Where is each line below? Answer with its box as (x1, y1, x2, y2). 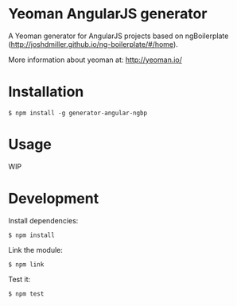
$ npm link (8, 260, 45, 269)
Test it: (8, 274, 31, 284)
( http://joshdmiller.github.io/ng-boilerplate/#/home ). (8, 39, 179, 48)
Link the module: (8, 245, 64, 254)
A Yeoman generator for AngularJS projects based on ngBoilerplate (8, 31, 229, 41)
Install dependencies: (8, 215, 79, 225)
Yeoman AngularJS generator (8, 5, 208, 23)
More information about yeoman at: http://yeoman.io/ (8, 55, 183, 64)
